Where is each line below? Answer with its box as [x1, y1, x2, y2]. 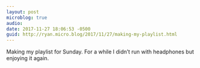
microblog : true [6, 15, 47, 21]
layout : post [6, 8, 39, 15]
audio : [6, 20, 23, 26]
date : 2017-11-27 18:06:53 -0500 [6, 25, 91, 32]
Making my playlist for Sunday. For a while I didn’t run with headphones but [6, 48, 195, 55]
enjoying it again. [6, 55, 49, 62]
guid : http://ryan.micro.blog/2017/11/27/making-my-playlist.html [6, 32, 178, 38]
